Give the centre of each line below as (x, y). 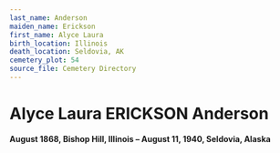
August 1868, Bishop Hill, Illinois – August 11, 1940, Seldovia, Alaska (140, 138)
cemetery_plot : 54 (44, 60)
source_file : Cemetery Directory (73, 69)
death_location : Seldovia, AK (67, 52)
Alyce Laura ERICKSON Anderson (139, 114)
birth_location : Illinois (58, 43)
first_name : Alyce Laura (57, 35)
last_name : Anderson (49, 18)
